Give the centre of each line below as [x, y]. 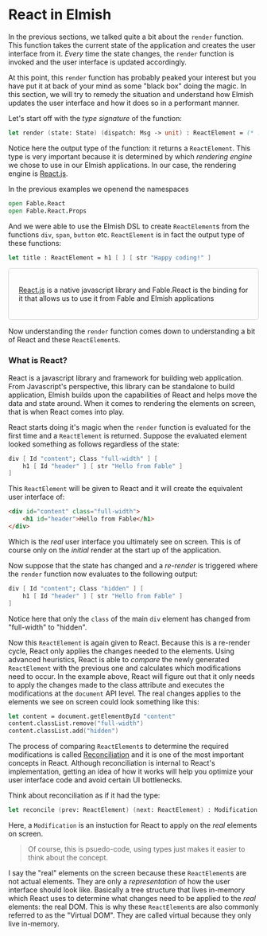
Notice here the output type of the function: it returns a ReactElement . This [130, 148]
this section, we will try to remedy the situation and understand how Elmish [131, 94]
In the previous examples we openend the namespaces [99, 189]
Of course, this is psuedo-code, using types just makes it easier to [136, 849]
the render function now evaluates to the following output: [103, 574]
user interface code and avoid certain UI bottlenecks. [95, 780]
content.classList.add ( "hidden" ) [64, 731]
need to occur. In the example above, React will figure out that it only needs [132, 676]
